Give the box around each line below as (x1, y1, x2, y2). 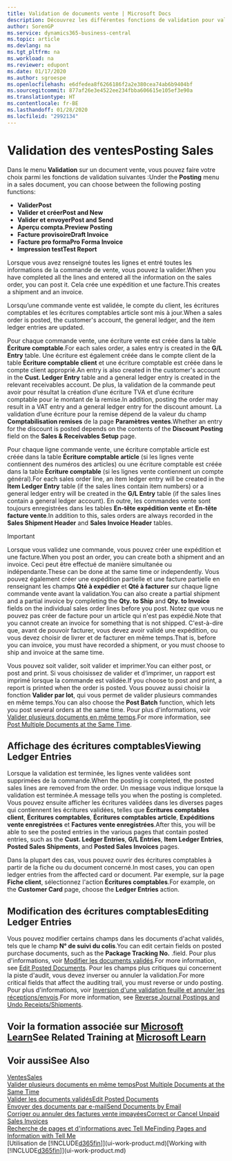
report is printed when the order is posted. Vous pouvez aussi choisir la (7, 683, 211, 691)
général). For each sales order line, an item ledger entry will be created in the (7, 474, 225, 483)
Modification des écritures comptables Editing (7, 905, 209, 917)
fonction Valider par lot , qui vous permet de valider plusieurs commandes (7, 691, 217, 699)
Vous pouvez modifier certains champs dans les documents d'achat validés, (7, 934, 224, 943)
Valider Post (17, 201, 52, 209)
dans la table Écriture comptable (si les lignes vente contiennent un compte (7, 467, 224, 475)
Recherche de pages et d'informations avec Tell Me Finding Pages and (7, 1124, 207, 1133)
